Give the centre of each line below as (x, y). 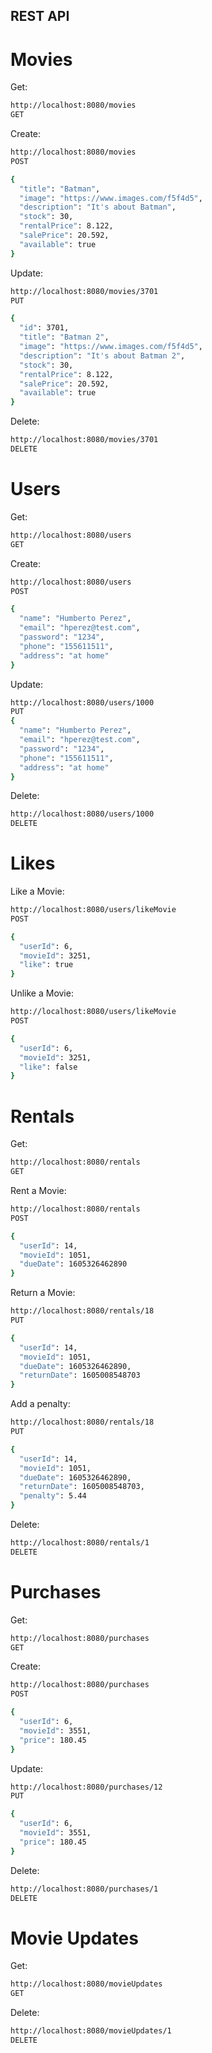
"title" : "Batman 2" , (64, 337)
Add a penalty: (40, 1404)
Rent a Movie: (38, 1191)
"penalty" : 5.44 (53, 1496)
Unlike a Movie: (42, 993)
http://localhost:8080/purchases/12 (86, 1787)
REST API (40, 16)
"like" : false (48, 1067)
